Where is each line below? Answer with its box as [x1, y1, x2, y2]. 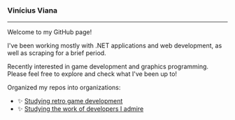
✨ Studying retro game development [17, 97, 123, 105]
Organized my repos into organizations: [7, 83, 121, 92]
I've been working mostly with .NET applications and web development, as [7, 41, 222, 50]
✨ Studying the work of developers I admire [17, 105, 144, 113]
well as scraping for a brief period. [7, 49, 106, 57]
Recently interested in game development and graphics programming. [7, 62, 208, 71]
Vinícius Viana [7, 6, 58, 15]
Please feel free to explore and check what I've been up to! [7, 70, 177, 78]
